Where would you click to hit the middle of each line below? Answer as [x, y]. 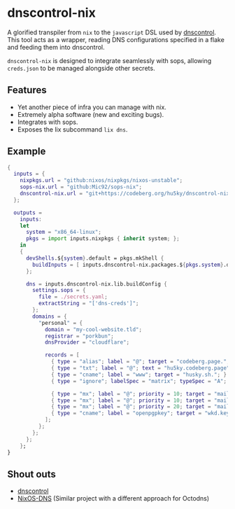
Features [27, 90]
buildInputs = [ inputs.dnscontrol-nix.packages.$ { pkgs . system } [128, 265]
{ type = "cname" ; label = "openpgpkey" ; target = [127, 413]
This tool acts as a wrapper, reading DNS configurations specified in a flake [116, 39]
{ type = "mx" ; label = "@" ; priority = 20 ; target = [131, 407]
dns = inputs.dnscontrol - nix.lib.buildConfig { [97, 284]
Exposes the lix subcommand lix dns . [72, 129]
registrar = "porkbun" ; [79, 336]
